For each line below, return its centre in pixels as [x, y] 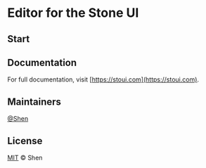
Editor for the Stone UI [73, 13]
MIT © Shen [25, 158]
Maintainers [34, 102]
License [25, 141]
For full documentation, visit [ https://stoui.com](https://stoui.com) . [103, 79]
